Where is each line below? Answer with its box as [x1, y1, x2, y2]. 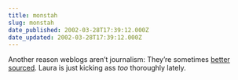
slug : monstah [8, 19, 55, 27]
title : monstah [8, 11, 58, 20]
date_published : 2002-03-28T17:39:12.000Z [8, 26, 149, 34]
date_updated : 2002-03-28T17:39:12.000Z [8, 33, 143, 42]
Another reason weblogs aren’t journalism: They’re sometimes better [8, 55, 230, 64]
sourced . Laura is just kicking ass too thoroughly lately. [8, 64, 186, 73]
